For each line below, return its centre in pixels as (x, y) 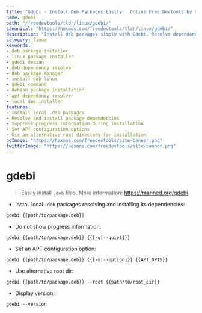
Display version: (35, 293)
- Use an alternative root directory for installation (76, 135)
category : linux (26, 40)
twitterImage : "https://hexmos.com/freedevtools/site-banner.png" (91, 146)
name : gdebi (21, 17)
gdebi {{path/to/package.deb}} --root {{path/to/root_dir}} (83, 282)
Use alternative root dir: (44, 271)
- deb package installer (37, 51)
